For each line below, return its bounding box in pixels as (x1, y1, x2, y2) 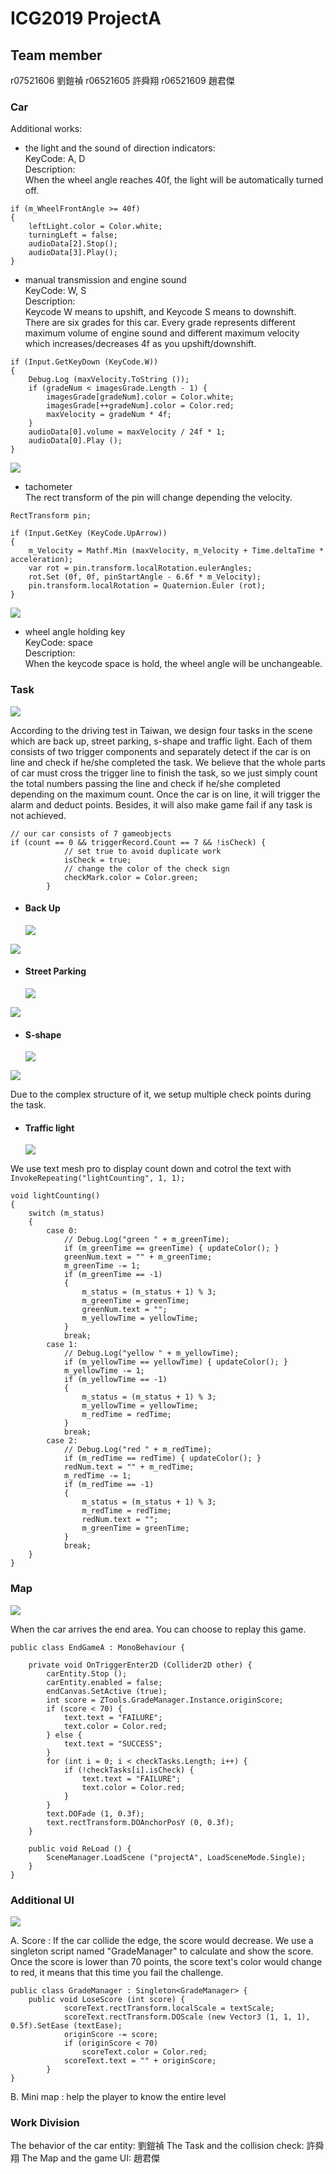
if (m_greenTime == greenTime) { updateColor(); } (63, 1243, 280, 1254)
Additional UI (10, 1893, 75, 1907)
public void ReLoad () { (28, 1843, 132, 1854)
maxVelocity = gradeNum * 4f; (46, 410, 172, 420)
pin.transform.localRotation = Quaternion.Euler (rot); (28, 581, 267, 591)
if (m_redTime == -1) (63, 1480, 155, 1490)
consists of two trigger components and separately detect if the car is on (10, 745, 312, 757)
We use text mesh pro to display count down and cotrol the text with (10, 1163, 292, 1175)
